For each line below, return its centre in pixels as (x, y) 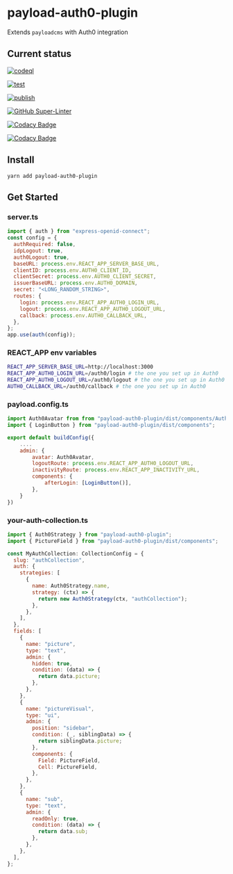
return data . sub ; (63, 832)
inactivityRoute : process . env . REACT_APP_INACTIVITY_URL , (116, 470)
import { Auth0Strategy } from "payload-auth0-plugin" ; (89, 534)
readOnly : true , (55, 818)
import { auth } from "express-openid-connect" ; (79, 232)
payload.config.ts (38, 404)
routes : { (27, 296)
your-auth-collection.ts (48, 520)
